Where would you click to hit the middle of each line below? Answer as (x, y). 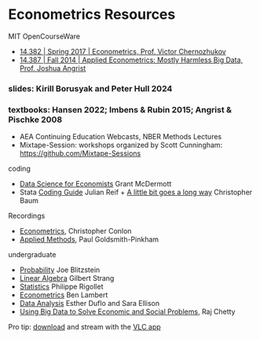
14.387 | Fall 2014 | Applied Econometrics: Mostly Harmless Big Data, (131, 60)
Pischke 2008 (35, 120)
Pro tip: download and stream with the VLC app (84, 327)
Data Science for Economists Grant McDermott (95, 184)
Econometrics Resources (92, 15)
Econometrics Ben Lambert (64, 295)
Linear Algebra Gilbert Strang (67, 278)
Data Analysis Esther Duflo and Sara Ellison (89, 304)
